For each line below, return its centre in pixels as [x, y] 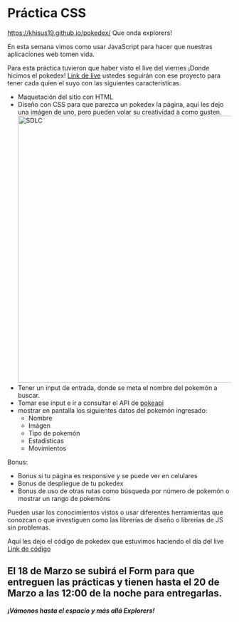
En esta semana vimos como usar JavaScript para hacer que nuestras [110, 46]
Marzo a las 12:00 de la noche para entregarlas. [115, 593]
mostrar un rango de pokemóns [64, 498]
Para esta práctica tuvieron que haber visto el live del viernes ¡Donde [108, 68]
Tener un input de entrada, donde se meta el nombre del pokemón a [117, 388]
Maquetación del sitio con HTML [65, 97]
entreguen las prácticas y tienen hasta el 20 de [113, 583]
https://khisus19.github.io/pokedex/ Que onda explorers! [90, 33]
